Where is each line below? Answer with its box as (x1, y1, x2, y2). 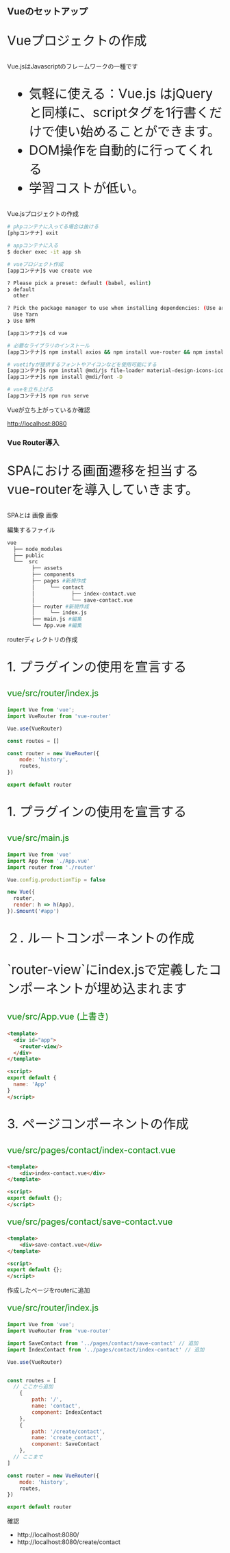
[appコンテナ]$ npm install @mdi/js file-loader (7, 367, 144, 374)
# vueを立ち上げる (7, 386, 53, 393)
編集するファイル (7, 526, 55, 534)
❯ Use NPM (7, 317, 36, 325)
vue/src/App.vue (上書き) (7, 1011, 109, 1022)
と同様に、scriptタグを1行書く (29, 104, 210, 121)
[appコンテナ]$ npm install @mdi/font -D (7, 374, 123, 381)
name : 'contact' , (31, 1403, 81, 1410)
